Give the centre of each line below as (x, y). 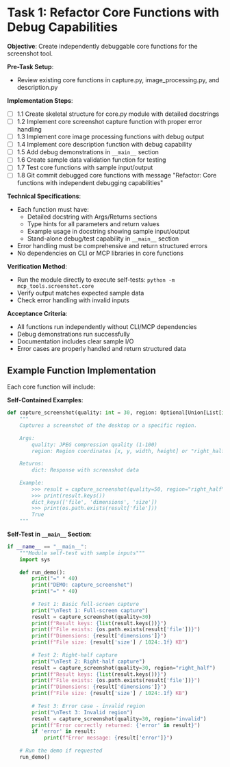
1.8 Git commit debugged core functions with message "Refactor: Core (117, 175)
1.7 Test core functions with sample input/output (85, 168)
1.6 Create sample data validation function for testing (91, 160)
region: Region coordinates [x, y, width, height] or (110, 451)
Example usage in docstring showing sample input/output (108, 232)
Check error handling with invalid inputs (73, 300)
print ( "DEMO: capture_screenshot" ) (82, 585)
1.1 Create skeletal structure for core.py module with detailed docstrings (118, 114)
